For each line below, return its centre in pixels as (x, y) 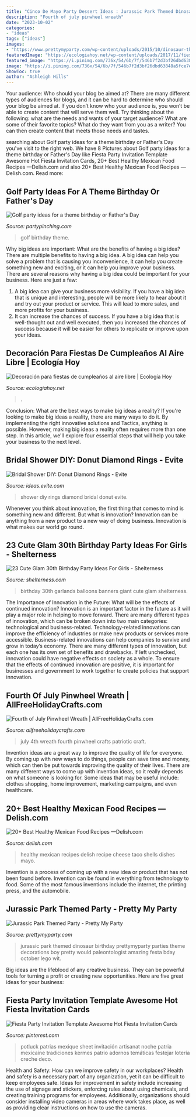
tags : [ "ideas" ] (26, 39)
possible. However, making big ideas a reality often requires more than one (96, 429)
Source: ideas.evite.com (35, 485)
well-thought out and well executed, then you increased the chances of (100, 322)
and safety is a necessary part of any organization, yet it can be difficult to (95, 1076)
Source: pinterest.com (33, 1035)
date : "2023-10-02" (30, 22)
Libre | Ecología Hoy (43, 363)
